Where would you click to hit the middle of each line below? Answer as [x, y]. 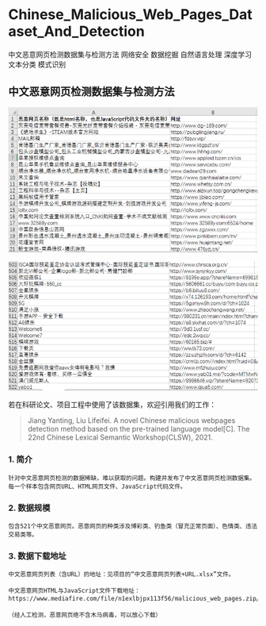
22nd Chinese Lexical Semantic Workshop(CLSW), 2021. [120, 437]
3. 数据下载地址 [38, 555]
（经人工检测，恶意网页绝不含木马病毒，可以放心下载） [85, 615]
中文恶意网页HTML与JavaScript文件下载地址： [74, 591]
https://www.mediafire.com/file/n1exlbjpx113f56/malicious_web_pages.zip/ [134, 599]
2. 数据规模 [29, 508]
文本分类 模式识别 [37, 64]
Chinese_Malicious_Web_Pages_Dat [131, 15]
